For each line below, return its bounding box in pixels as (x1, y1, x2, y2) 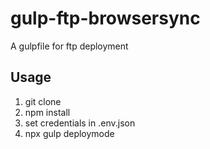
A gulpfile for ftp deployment (10, 40, 129, 52)
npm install (24, 106, 71, 118)
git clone (24, 95, 62, 107)
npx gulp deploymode (24, 127, 115, 139)
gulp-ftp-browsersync (10, 7, 201, 30)
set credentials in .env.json (24, 117, 136, 129)
